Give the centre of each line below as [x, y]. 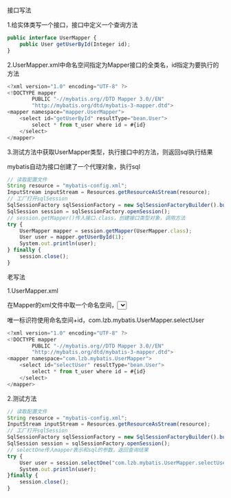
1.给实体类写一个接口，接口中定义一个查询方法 [73, 25]
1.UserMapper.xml [33, 290]
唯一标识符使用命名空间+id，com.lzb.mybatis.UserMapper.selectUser [106, 320]
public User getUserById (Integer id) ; [75, 44]
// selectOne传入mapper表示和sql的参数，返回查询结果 [78, 450]
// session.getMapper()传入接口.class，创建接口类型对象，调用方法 [96, 218]
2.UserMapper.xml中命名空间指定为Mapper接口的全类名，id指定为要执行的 [113, 65]
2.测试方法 [22, 398]
